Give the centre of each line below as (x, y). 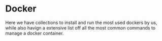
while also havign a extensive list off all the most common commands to (80, 27)
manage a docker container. (35, 33)
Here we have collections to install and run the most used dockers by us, (81, 22)
